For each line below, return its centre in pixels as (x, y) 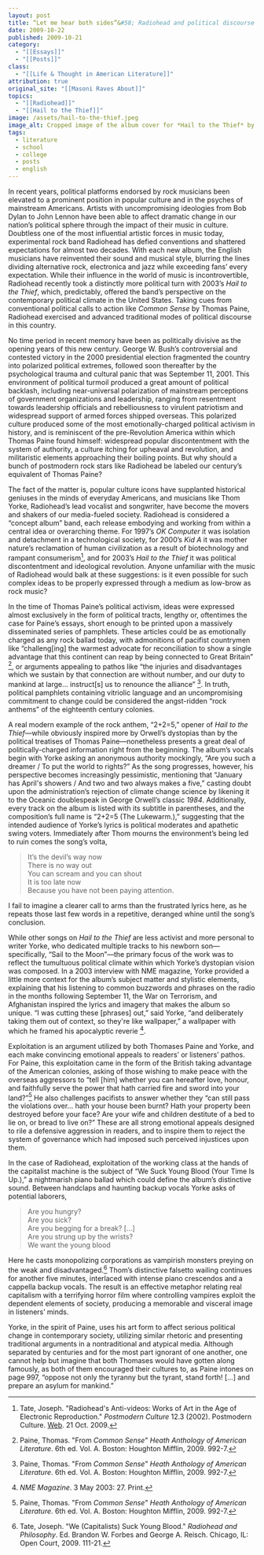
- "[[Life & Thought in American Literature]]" (95, 74)
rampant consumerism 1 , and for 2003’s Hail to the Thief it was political (122, 557)
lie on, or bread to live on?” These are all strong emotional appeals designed (131, 1123)
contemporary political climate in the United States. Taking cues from (120, 300)
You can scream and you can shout (84, 874)
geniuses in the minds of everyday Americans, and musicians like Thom (124, 498)
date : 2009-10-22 (37, 30)
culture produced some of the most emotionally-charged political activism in (132, 424)
